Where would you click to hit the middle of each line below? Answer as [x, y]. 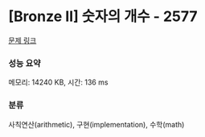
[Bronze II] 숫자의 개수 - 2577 [103, 17]
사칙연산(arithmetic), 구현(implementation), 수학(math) [96, 124]
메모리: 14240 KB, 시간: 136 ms [58, 82]
